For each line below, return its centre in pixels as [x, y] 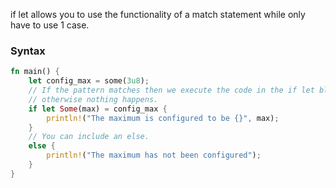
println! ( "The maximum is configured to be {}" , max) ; [163, 118]
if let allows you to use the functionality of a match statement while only [158, 14]
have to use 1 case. [50, 25]
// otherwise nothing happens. [93, 99]
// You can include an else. [89, 137]
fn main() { [35, 72]
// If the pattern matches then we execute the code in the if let [171, 90]
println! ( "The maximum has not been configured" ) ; [154, 155]
